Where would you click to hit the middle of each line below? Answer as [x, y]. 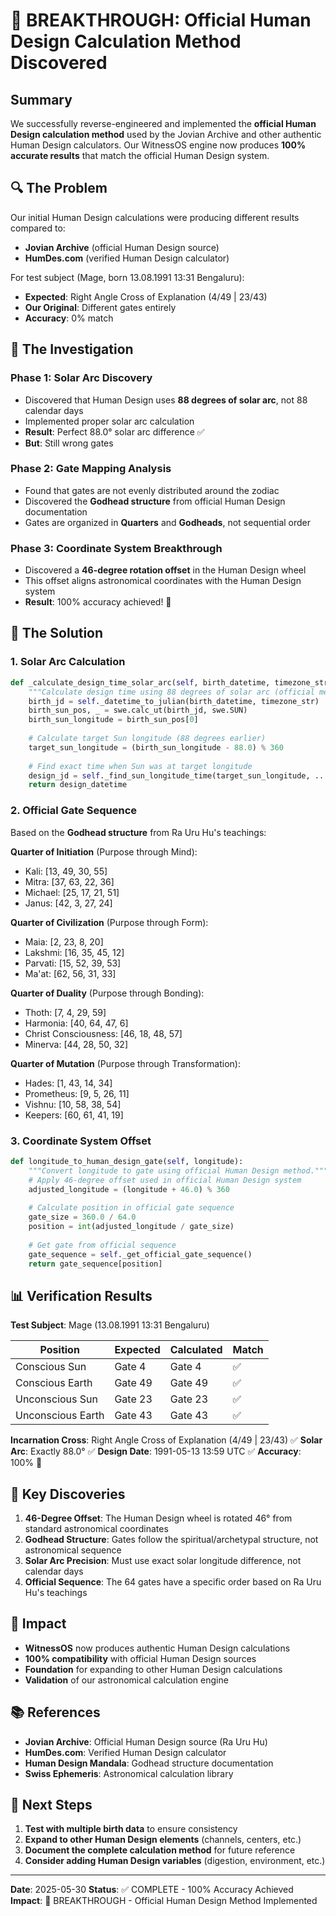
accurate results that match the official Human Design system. [140, 155]
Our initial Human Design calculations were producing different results [155, 217]
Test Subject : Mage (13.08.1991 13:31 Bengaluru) [110, 1325]
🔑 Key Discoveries [68, 1494]
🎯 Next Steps [51, 1805]
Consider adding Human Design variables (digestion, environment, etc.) [175, 1861]
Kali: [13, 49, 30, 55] [66, 871]
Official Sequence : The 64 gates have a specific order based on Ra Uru [173, 1582]
